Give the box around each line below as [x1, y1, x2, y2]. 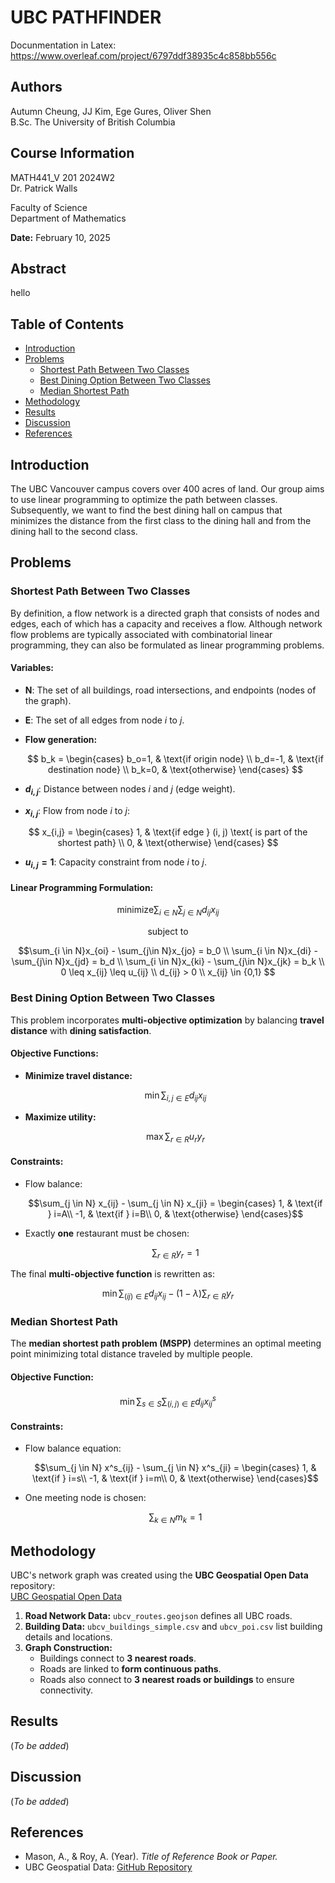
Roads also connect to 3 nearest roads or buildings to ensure [39, 1673, 295, 1685]
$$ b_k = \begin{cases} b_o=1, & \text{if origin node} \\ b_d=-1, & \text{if [26, 752, 324, 765]
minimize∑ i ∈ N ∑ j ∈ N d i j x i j [116, 904, 220, 918]
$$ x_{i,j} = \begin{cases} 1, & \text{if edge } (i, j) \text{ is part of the [28, 826, 308, 838]
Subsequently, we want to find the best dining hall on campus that [10, 504, 283, 516]
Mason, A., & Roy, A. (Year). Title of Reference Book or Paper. [24, 1851, 278, 1863]
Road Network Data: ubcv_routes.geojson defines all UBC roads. [24, 1609, 293, 1621]
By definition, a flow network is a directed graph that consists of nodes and [10, 607, 320, 619]
